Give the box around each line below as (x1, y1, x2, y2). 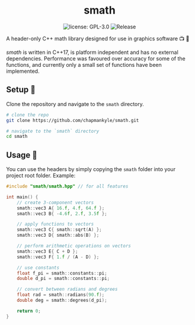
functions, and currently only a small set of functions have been (6, 61, 162, 68)
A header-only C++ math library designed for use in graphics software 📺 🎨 (6, 35, 190, 42)
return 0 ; (17, 308, 41, 314)
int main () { (6, 194, 39, 200)
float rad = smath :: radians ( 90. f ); (17, 292, 105, 298)
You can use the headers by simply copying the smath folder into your (6, 166, 176, 173)
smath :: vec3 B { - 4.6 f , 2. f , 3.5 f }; (17, 211, 108, 217)
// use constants (17, 265, 60, 271)
